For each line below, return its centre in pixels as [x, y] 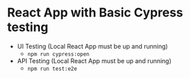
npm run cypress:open [58, 54]
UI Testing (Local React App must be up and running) [93, 46]
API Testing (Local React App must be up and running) [94, 60]
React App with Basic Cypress [95, 13]
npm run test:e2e [52, 69]
